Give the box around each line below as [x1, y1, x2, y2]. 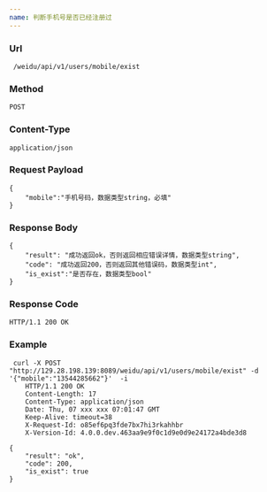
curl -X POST [12, 358, 62, 367]
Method [9, 82, 44, 95]
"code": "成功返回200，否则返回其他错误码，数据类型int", [25, 260, 218, 270]
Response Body [9, 221, 78, 234]
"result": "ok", [25, 451, 86, 460]
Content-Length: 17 [25, 389, 97, 398]
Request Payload [9, 164, 84, 176]
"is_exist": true [25, 466, 89, 476]
